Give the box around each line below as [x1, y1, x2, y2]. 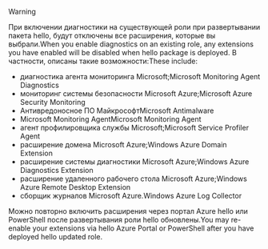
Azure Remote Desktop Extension [19, 183, 131, 191]
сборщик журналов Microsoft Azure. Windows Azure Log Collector [19, 191, 242, 200]
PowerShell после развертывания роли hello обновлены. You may [8, 215, 230, 224]
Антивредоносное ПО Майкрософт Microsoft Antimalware [19, 106, 214, 115]
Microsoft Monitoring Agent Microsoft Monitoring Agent [19, 114, 202, 123]
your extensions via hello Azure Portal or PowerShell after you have [32, 223, 254, 233]
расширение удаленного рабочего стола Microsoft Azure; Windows [19, 174, 248, 183]
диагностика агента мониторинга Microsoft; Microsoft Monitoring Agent [19, 72, 261, 81]
